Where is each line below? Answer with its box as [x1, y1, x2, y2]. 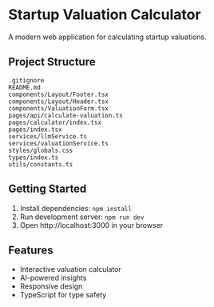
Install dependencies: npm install [19, 203, 132, 213]
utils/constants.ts [8, 160, 73, 169]
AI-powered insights [19, 273, 87, 283]
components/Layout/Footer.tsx [8, 90, 109, 98]
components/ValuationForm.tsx [8, 104, 109, 113]
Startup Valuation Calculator [8, 6, 201, 24]
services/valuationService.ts [8, 139, 109, 147]
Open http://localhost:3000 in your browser [19, 220, 164, 229]
